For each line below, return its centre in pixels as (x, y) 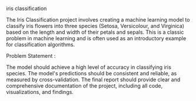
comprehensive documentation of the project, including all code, (84, 86)
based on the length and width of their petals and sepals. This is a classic (95, 32)
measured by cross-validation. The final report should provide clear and (93, 79)
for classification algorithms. (41, 44)
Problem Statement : (31, 56)
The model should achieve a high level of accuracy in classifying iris (89, 67)
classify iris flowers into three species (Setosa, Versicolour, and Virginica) (95, 26)
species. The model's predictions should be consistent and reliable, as (92, 73)
